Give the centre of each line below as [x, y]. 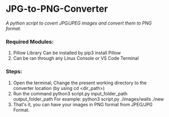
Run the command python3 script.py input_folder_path [70, 93]
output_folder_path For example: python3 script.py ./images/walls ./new [89, 99]
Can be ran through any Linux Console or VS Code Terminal [76, 58]
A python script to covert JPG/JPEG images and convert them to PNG [79, 23]
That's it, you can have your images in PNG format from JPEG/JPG [83, 104]
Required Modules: [30, 41]
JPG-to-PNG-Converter [57, 9]
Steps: [14, 72]
